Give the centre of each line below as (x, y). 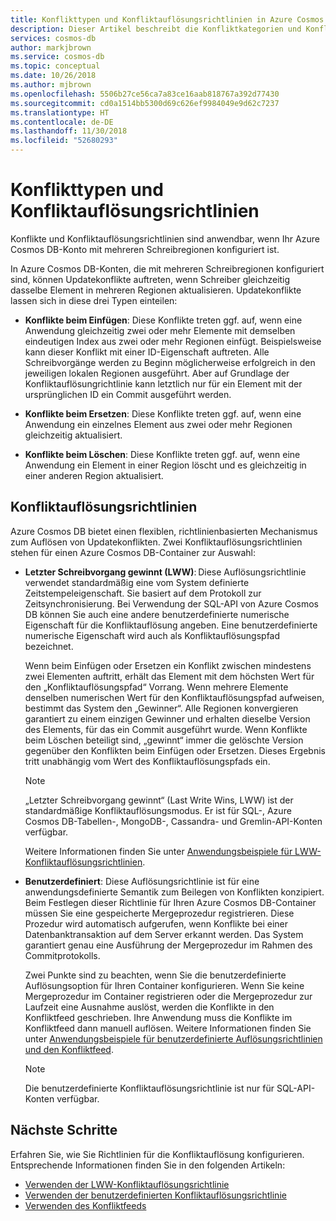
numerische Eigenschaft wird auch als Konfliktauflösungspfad (152, 635)
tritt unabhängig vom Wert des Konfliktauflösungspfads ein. (147, 761)
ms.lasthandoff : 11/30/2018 (69, 131)
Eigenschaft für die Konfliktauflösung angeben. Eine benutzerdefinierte (171, 625)
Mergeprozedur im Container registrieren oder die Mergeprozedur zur (168, 996)
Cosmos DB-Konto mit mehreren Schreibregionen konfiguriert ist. (145, 249)
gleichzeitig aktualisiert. (73, 435)
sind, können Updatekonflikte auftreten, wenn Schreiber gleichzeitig (150, 279)
